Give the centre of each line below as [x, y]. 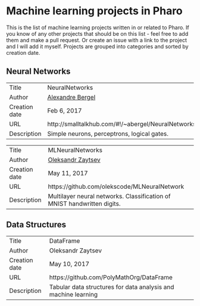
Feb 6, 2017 [65, 110]
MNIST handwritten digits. [84, 204]
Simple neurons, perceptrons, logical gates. [108, 133]
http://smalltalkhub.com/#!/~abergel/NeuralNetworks [122, 124]
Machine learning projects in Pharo [94, 11]
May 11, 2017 [68, 173]
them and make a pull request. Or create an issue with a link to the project [97, 40]
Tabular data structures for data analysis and [112, 287]
